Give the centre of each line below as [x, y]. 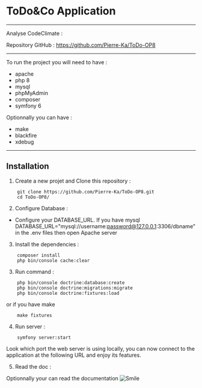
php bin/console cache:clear [54, 260]
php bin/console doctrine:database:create [71, 283]
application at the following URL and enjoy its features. [74, 355]
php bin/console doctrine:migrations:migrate [75, 288]
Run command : [34, 271]
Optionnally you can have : [39, 117]
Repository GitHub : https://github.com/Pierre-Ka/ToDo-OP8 [81, 45]
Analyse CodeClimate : [35, 33]
